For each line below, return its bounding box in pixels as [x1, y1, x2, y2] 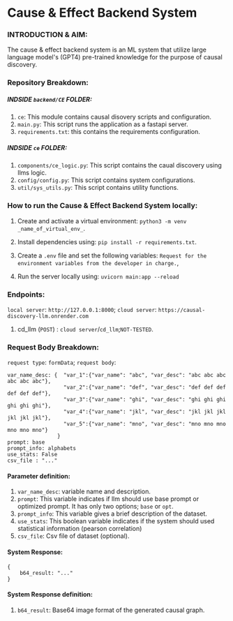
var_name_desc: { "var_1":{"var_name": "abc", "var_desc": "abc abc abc [7, 372, 227, 379]
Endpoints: [7, 290, 45, 299]
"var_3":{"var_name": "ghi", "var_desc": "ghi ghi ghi [63, 396, 227, 403]
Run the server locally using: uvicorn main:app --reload [17, 272, 179, 280]
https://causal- [158, 306, 206, 313]
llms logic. [17, 169, 47, 177]
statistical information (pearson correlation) [17, 525, 142, 533]
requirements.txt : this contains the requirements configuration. [17, 128, 201, 136]
